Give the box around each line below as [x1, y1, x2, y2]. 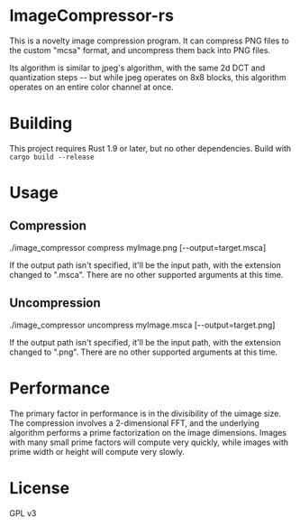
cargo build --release [9, 152, 95, 161]
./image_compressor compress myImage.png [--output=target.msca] [9, 242, 267, 253]
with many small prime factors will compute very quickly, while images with [9, 437, 289, 448]
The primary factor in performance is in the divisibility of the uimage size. [9, 408, 282, 419]
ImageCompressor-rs [9, 5, 174, 26]
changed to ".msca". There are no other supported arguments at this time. [9, 269, 284, 280]
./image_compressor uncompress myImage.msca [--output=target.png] [9, 319, 276, 330]
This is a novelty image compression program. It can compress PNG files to [9, 35, 290, 46]
